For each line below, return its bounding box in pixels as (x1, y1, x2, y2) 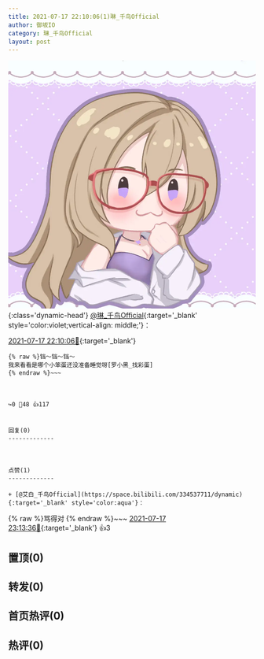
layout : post (8, 38, 51, 46)
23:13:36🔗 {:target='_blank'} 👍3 (8, 524, 111, 533)
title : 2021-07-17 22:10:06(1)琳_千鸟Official (8, 13, 159, 20)
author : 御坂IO (8, 20, 56, 29)
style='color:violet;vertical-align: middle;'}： (8, 320, 151, 330)
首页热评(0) (8, 609, 64, 623)
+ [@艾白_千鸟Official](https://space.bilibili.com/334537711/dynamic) (8, 491, 244, 499)
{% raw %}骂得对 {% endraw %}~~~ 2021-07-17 (8, 514, 167, 524)
